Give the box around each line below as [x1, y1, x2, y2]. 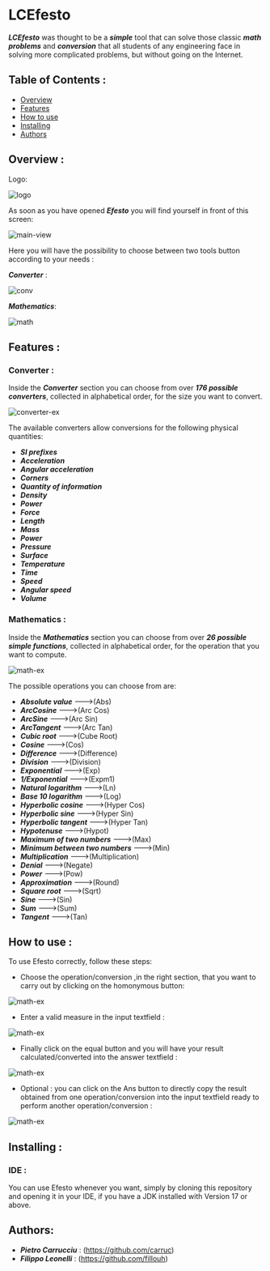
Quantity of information [19, 482, 103, 492]
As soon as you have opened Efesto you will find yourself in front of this [8, 205, 249, 215]
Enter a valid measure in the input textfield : [19, 1013, 165, 1022]
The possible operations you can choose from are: [8, 680, 176, 690]
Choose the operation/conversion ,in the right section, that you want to [19, 972, 256, 982]
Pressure [19, 542, 52, 552]
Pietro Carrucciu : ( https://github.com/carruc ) [19, 1245, 175, 1255]
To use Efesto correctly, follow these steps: [8, 957, 152, 966]
